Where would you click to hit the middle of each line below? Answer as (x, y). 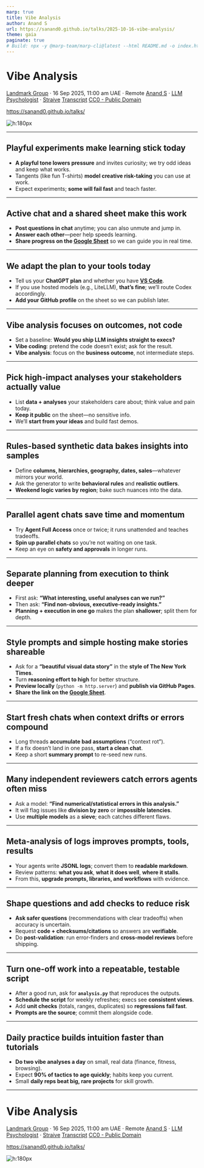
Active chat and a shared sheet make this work (97, 214)
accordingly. (31, 294)
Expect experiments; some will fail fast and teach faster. (86, 188)
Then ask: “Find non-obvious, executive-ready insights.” (88, 604)
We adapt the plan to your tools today (79, 266)
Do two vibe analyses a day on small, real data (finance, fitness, (96, 1062)
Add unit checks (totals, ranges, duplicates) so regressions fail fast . (101, 1006)
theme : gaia (21, 35)
